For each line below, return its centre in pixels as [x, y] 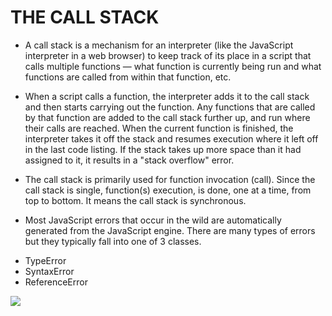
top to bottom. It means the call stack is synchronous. [135, 200]
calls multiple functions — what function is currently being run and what [173, 66]
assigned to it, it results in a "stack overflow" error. [129, 160]
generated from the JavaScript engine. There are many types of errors [170, 230]
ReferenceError [56, 282]
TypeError [45, 260]
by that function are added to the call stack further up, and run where [167, 117]
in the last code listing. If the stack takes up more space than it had [163, 149]
